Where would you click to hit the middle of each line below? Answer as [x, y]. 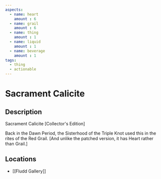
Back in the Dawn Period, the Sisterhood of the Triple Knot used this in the [81, 133]
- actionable [23, 70]
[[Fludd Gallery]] [29, 171]
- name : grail [24, 23]
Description [23, 112]
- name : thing [24, 33]
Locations [21, 159]
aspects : [14, 10]
